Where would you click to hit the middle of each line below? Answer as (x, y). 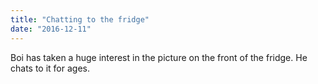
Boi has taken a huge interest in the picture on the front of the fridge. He (159, 57)
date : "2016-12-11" (51, 29)
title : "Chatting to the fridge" (80, 19)
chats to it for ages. (50, 68)
